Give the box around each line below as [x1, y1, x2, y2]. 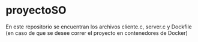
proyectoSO [5, 4, 67, 17]
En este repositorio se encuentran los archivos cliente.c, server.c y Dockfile [5, 23, 193, 30]
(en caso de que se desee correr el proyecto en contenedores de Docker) [5, 29, 188, 36]
